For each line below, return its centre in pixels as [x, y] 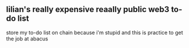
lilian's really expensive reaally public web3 [88, 10]
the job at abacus [27, 38]
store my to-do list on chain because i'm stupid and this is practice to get [95, 32]
